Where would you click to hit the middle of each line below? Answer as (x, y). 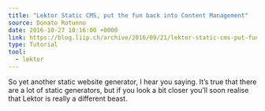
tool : (17, 52)
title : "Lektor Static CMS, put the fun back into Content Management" (128, 15)
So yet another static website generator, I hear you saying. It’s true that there (132, 81)
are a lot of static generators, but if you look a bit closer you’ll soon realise (129, 90)
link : (17, 37)
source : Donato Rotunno (47, 23)
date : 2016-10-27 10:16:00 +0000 (63, 30)
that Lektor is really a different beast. (68, 98)
